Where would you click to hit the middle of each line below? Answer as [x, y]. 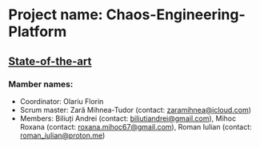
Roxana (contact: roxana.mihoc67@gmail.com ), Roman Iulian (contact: [136, 126]
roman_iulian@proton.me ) [62, 135]
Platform [38, 32]
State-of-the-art [50, 61]
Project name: [56, 15]
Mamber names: [41, 84]
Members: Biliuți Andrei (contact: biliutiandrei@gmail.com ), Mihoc [128, 118]
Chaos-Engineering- [176, 15]
